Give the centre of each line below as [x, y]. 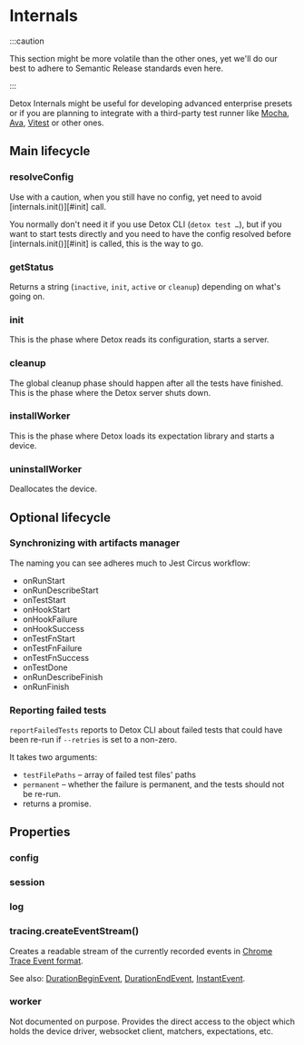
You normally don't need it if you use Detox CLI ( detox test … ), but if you [146, 224]
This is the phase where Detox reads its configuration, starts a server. [139, 340]
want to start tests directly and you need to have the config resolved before [151, 233]
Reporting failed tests [58, 710]
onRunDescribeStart [60, 590]
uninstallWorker [46, 468]
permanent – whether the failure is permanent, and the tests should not [153, 784]
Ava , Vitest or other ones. [57, 123]
